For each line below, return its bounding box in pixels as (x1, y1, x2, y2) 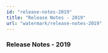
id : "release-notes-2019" (6, 9, 72, 15)
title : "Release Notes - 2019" (6, 15, 86, 21)
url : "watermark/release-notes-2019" (6, 20, 103, 26)
